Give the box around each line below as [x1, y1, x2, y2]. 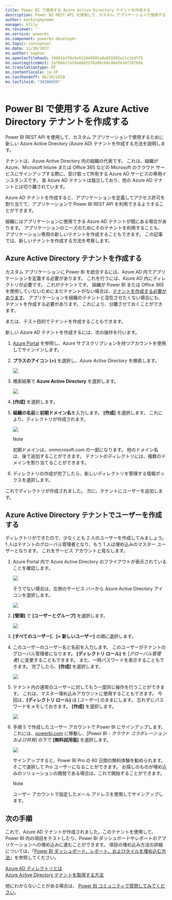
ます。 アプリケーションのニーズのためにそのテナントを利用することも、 [9, 224, 163, 231]
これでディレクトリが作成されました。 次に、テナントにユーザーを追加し [5, 487, 159, 494]
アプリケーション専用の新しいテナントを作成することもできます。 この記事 [5, 231, 163, 237]
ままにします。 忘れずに [104, 697, 155, 703]
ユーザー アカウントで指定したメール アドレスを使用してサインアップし [12, 791, 163, 798]
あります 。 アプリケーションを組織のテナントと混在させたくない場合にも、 [5, 294, 163, 301]
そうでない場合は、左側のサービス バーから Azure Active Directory [12, 586, 153, 592]
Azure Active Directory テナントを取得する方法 [5, 872, 104, 878]
